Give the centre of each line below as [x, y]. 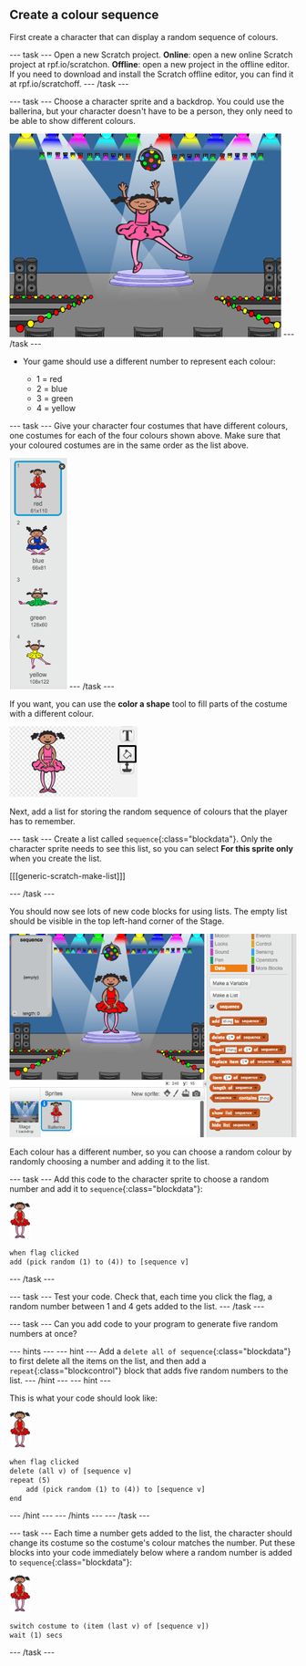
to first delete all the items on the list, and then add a [108, 1361]
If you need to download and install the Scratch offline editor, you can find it [152, 74]
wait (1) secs [36, 1636]
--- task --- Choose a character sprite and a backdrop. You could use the [147, 101]
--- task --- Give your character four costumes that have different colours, [149, 425]
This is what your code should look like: [83, 1398]
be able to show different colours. [73, 120]
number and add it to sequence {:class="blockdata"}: [106, 1189]
